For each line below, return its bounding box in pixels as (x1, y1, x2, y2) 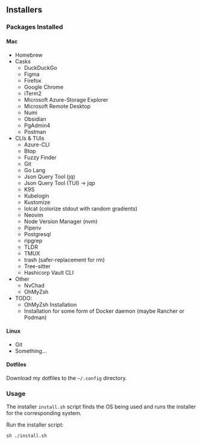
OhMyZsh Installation (24, 301, 77, 308)
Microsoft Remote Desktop (24, 102, 90, 110)
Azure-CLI (24, 141, 50, 148)
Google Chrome (24, 83, 64, 90)
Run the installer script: (6, 421, 64, 428)
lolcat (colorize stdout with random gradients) (24, 205, 137, 212)
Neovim (24, 211, 43, 219)
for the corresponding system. (6, 410, 82, 417)
